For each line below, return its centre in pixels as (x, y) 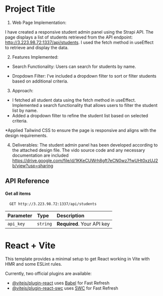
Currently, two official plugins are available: (48, 274)
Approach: (23, 90)
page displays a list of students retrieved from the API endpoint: (69, 37)
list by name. (25, 110)
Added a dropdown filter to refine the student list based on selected (80, 115)
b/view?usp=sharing (33, 166)
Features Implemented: (35, 57)
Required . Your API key (83, 224)
